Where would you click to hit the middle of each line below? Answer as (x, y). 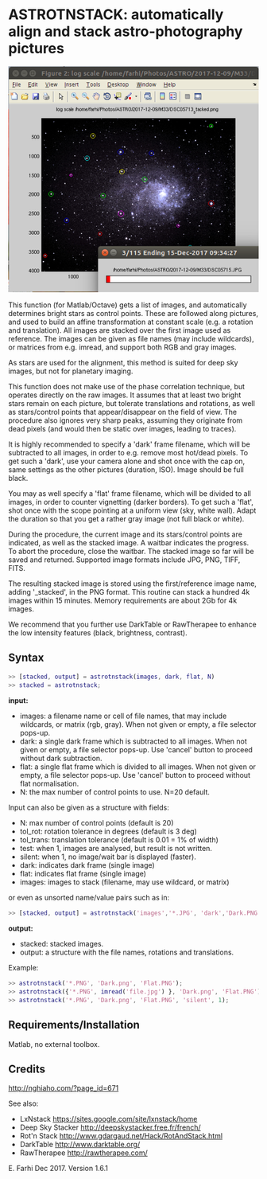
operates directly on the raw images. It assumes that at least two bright (125, 395)
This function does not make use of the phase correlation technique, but (126, 386)
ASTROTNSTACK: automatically (116, 15)
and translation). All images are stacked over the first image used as (120, 330)
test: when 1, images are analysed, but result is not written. (116, 849)
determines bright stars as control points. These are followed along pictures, (133, 313)
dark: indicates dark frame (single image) (87, 865)
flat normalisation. (49, 784)
